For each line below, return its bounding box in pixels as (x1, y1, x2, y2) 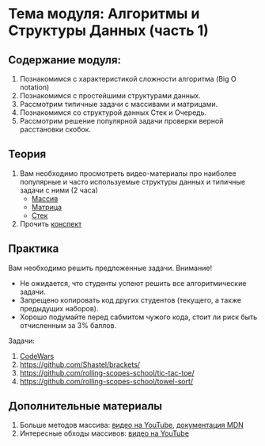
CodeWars (19, 351, 55, 360)
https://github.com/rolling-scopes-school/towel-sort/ (19, 376, 194, 386)
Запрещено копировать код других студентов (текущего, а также (19, 295, 242, 305)
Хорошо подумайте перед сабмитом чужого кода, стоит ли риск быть (19, 312, 258, 322)
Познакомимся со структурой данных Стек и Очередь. (19, 108, 207, 117)
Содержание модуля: (8, 53, 121, 67)
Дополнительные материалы (8, 399, 163, 413)
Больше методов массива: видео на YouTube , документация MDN (19, 421, 244, 430)
